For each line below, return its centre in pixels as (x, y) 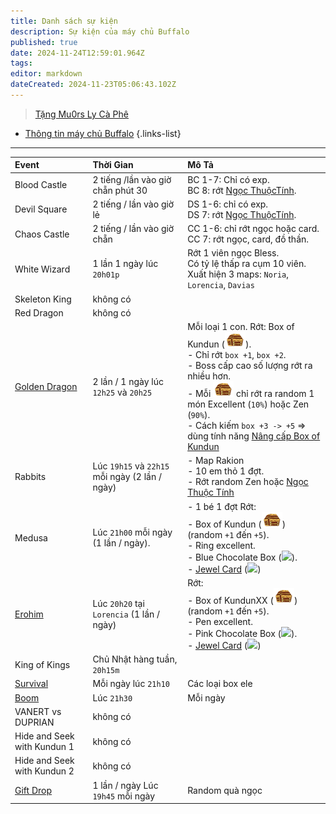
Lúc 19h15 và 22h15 (131, 466)
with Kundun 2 (44, 771)
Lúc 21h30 (112, 697)
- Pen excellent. (220, 621)
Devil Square (41, 209)
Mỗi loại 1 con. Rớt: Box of (241, 327)
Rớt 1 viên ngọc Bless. (233, 253)
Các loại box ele (220, 684)
